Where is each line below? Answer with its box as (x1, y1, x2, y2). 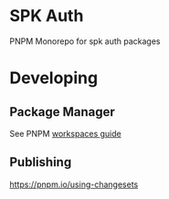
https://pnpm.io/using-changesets (9, 179, 139, 190)
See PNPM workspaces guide (9, 128, 121, 139)
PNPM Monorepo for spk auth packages (9, 36, 161, 47)
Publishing (9, 154, 72, 170)
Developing (9, 68, 99, 89)
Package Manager (9, 104, 116, 120)
